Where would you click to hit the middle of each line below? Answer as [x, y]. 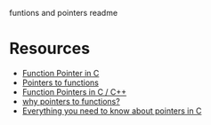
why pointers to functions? [71, 101]
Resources [50, 49]
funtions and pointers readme [64, 13]
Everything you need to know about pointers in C [112, 111]
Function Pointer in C [61, 73]
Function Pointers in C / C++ [74, 91]
